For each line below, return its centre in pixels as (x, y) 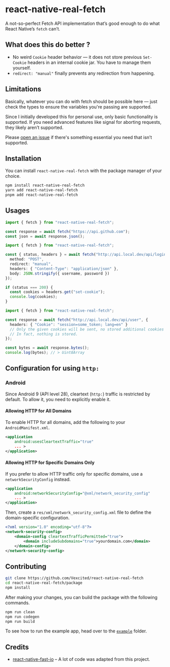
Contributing (26, 566)
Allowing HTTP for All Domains (38, 411)
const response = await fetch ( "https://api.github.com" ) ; (68, 231)
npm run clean (20, 612)
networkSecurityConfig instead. (38, 479)
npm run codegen (22, 617)
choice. (13, 176)
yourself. (22, 68)
